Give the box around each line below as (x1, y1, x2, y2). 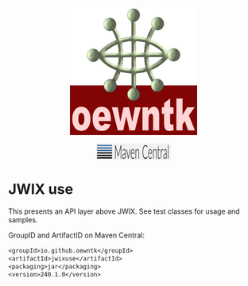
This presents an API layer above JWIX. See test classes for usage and (8, 207, 240, 216)
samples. (8, 214, 38, 224)
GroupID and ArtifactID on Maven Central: (8, 230, 145, 240)
